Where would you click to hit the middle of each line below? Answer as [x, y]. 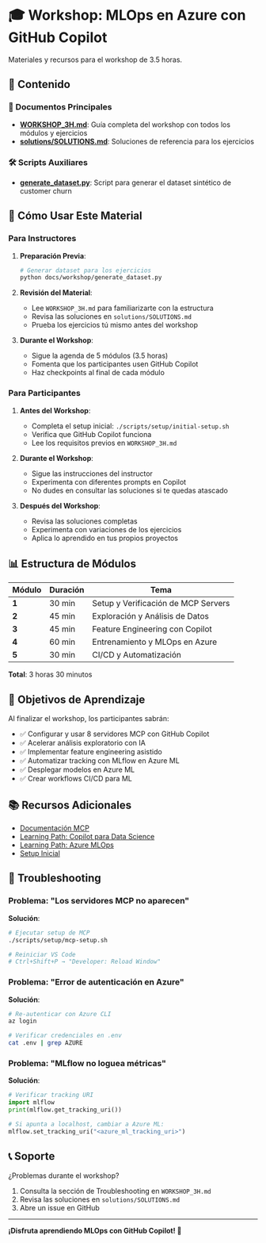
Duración [66, 590]
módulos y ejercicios [53, 132]
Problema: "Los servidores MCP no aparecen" [99, 901]
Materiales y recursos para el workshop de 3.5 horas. [95, 59]
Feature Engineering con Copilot [152, 629]
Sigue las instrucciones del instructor [92, 474]
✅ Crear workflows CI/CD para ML [76, 779]
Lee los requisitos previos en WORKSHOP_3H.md [104, 443]
